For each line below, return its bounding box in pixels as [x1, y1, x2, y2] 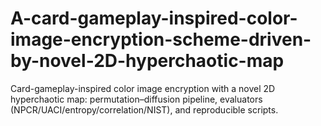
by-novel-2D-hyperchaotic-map [10, 50, 285, 72]
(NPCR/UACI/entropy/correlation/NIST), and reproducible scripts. [10, 103, 279, 116]
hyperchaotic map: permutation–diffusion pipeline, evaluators [10, 93, 263, 105]
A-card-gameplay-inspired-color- [10, 7, 298, 30]
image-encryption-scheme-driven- [10, 28, 312, 51]
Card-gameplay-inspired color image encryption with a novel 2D [10, 82, 276, 94]
